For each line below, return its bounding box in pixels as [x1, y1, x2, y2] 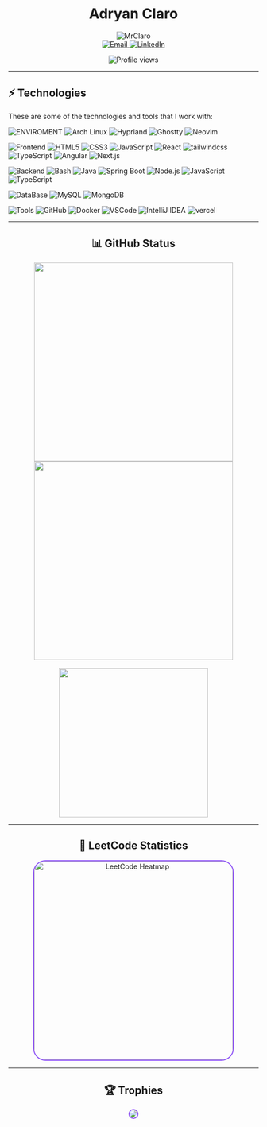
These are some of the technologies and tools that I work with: [8, 111, 213, 121]
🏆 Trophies [103, 1083, 164, 1097]
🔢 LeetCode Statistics [79, 838, 188, 852]
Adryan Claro [88, 5, 179, 23]
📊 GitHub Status [91, 237, 176, 250]
